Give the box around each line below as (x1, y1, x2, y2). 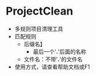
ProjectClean (6, 4, 73, 18)
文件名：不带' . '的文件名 (23, 55, 83, 63)
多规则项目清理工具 (14, 25, 64, 32)
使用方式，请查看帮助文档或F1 (14, 63, 90, 71)
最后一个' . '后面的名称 (32, 47, 87, 55)
